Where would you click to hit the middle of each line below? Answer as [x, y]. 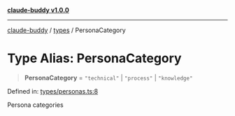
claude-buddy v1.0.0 [38, 10]
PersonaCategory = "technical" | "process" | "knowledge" [108, 78]
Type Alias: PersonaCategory [94, 58]
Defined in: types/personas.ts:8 [53, 91]
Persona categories [36, 105]
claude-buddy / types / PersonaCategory [66, 30]
